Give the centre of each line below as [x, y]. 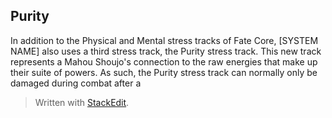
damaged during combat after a [76, 83]
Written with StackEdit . [82, 102]
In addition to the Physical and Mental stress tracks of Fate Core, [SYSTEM [164, 40]
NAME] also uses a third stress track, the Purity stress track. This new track [166, 51]
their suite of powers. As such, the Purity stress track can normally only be [164, 72]
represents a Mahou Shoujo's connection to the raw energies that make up [164, 61]
